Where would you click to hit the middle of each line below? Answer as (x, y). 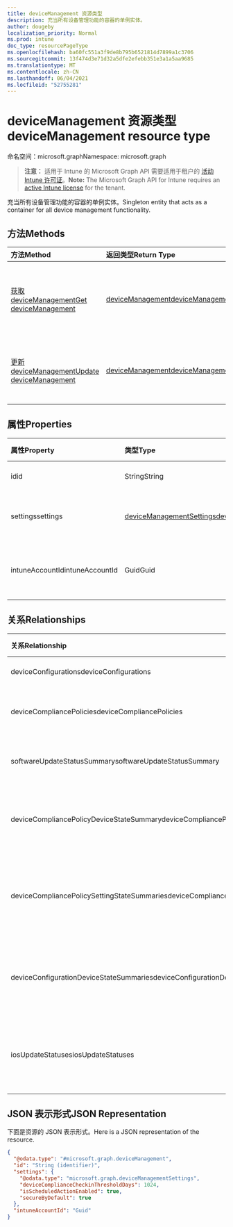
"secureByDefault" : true (55, 1198)
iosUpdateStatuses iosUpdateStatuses (72, 1055)
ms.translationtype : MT (42, 65)
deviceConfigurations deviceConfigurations (81, 671)
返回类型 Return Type (141, 255)
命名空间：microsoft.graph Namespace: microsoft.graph (87, 156)
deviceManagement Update (55, 371)
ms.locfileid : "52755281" (44, 85)
